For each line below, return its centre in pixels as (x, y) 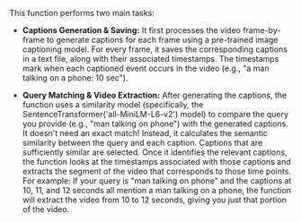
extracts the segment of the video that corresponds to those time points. (157, 171)
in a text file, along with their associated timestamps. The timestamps (150, 59)
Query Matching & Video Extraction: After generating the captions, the (155, 95)
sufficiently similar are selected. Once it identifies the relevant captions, (155, 152)
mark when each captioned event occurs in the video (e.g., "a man (146, 68)
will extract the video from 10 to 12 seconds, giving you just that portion (155, 200)
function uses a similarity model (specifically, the (113, 105)
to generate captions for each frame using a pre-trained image (162, 40)
